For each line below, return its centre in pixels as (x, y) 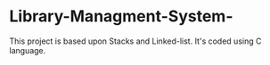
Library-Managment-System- (121, 16)
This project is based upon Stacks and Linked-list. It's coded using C (135, 41)
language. (28, 50)
